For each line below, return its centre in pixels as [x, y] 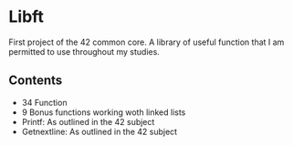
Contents [36, 81]
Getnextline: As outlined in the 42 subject [99, 131]
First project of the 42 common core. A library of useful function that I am [146, 42]
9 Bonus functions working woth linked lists [104, 112]
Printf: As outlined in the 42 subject [88, 121]
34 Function [44, 102]
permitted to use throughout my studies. [84, 51]
